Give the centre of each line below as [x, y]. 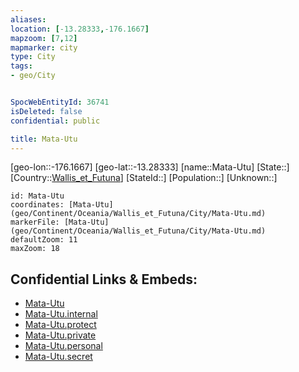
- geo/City [33, 76]
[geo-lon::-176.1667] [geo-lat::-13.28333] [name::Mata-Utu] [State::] [150, 167]
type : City [33, 57]
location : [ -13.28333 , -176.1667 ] [80, 29]
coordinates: [37, 205]
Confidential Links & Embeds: [104, 279]
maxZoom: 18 [35, 249]
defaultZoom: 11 [44, 240]
